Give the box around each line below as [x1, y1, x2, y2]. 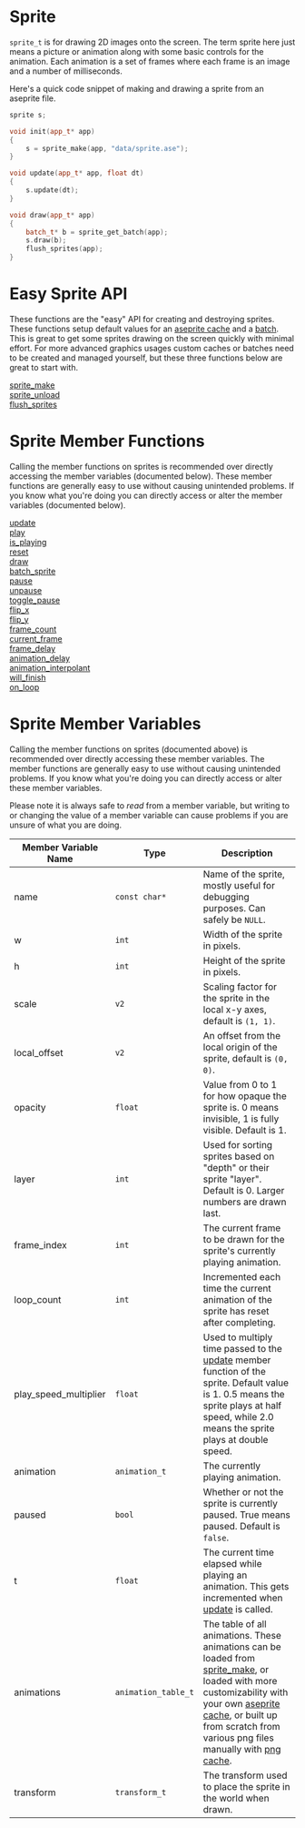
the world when [202, 1792, 270, 1804]
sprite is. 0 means [202, 1101, 280, 1113]
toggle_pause [9, 594, 61, 605]
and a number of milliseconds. [9, 66, 123, 76]
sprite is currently [202, 1497, 279, 1509]
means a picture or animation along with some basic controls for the [9, 46, 264, 56]
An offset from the [202, 1029, 281, 1041]
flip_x [9, 604, 30, 615]
